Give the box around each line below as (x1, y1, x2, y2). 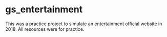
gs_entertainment (5, 4, 83, 15)
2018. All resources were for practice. (5, 26, 85, 32)
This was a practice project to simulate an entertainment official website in (5, 21, 162, 27)
